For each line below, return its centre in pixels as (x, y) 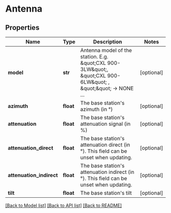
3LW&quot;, (94, 69)
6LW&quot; (93, 82)
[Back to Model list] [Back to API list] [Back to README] (64, 205)
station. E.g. (94, 57)
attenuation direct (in (105, 145)
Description (108, 42)
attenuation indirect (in (107, 172)
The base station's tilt (106, 193)
